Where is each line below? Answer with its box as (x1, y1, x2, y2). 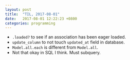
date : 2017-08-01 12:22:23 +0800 (5, 16, 77, 21)
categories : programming (5, 20, 56, 26)
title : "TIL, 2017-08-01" (5, 12, 60, 17)
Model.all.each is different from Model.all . (12, 44, 98, 50)
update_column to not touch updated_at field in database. (12, 40, 125, 45)
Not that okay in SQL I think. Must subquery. (12, 50, 101, 56)
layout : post (5, 7, 32, 12)
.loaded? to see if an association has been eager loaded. (12, 34, 126, 40)
